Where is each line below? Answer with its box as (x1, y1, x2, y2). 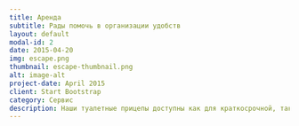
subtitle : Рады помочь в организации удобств (9, 21, 181, 30)
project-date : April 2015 (9, 79, 105, 88)
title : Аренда (9, 12, 62, 22)
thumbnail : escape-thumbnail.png (9, 63, 133, 72)
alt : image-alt (9, 71, 66, 80)
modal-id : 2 (9, 37, 53, 47)
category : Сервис (9, 95, 74, 105)
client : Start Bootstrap (9, 87, 101, 96)
